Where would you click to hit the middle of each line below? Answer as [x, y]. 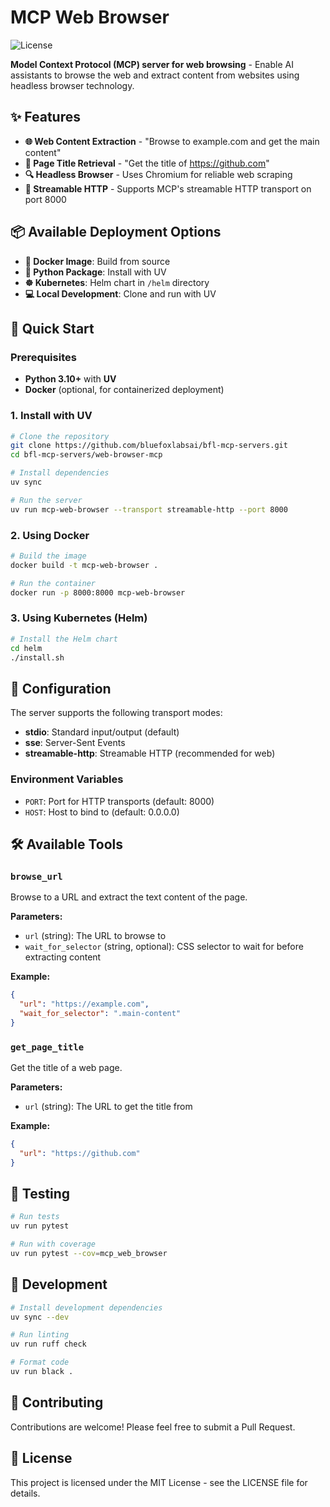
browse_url [36, 876]
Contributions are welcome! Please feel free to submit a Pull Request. [153, 1427]
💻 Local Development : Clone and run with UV [120, 293]
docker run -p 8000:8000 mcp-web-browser [98, 592]
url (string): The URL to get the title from [108, 1106]
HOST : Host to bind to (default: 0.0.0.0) [102, 812]
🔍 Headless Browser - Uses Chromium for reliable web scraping [158, 174]
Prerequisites [43, 357]
